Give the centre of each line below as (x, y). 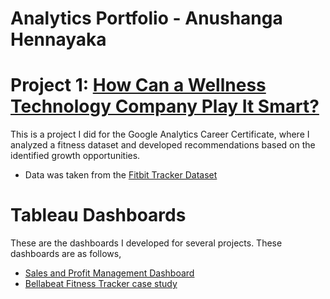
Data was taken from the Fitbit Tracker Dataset (121, 175)
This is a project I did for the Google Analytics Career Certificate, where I (160, 134)
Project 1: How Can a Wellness (138, 85)
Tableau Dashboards (98, 215)
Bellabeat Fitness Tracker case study (101, 284)
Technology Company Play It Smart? (165, 106)
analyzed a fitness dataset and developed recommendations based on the (163, 145)
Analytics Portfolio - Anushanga (146, 18)
